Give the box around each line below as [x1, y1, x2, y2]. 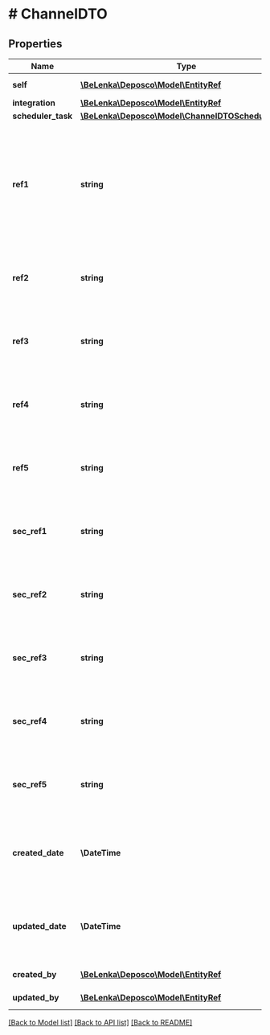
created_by [12, 969, 57, 980]
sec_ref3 [12, 652, 47, 663]
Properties [8, 37, 63, 51]
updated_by [12, 992, 59, 1003]
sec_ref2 [12, 589, 47, 600]
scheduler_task [12, 110, 73, 121]
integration [12, 97, 56, 109]
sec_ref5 [12, 779, 47, 790]
